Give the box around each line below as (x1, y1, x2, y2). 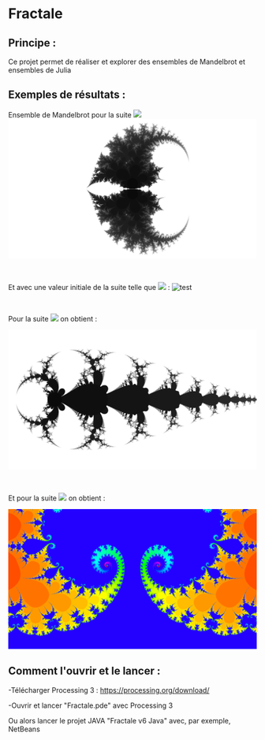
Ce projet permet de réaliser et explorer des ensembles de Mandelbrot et (8, 57, 246, 66)
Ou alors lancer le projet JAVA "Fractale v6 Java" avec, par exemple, (8, 716, 231, 725)
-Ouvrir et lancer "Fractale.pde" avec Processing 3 (8, 701, 174, 710)
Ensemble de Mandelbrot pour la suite (8, 110, 132, 119)
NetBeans (8, 724, 41, 734)
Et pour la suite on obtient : (8, 493, 106, 503)
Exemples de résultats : (8, 88, 126, 102)
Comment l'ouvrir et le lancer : (8, 664, 161, 678)
